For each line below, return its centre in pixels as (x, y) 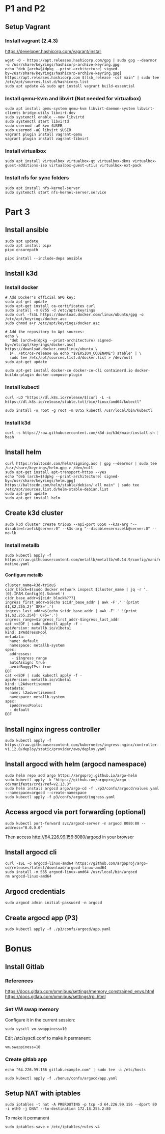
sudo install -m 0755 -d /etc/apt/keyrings (50, 311)
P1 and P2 (25, 9)
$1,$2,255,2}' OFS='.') (29, 607)
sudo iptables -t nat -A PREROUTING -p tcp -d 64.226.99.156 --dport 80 (81, 1105)
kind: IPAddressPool (26, 633)
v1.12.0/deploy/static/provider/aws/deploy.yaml (56, 749)
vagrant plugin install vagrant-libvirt (47, 139)
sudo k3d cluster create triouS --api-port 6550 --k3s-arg (67, 524)
